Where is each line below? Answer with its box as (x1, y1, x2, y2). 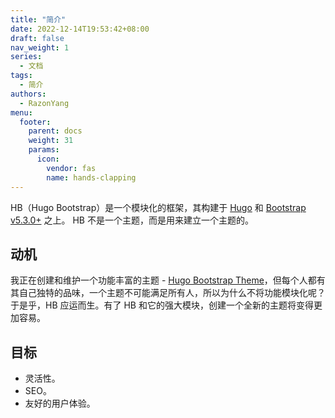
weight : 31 (28, 136, 74, 146)
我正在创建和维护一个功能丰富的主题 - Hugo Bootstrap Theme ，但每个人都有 (10, 274, 326, 286)
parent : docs (28, 126, 83, 136)
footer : (19, 117, 52, 127)
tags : (10, 71, 33, 81)
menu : (10, 107, 33, 118)
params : (28, 145, 60, 155)
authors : (10, 89, 47, 99)
